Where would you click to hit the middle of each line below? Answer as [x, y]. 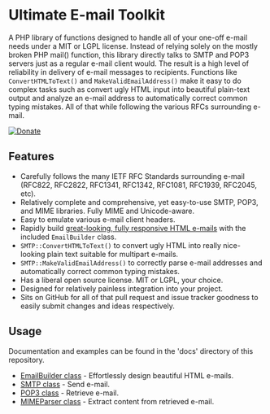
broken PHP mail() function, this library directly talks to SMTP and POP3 [129, 54]
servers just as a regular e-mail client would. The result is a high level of [129, 63]
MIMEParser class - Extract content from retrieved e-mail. [117, 401]
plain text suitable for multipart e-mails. [113, 254]
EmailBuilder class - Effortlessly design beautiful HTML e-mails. [127, 375]
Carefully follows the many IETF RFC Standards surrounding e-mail [133, 176]
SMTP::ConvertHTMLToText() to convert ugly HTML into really [121, 245]
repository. [26, 360]
